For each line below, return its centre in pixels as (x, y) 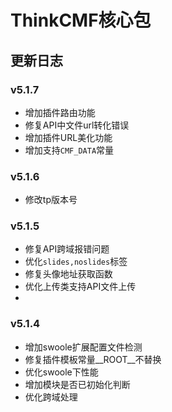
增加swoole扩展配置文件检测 (83, 347)
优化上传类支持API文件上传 (80, 287)
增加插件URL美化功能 (68, 137)
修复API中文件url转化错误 (77, 125)
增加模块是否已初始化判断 (77, 384)
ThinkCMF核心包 (81, 20)
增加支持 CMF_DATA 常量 (69, 150)
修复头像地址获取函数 (68, 274)
